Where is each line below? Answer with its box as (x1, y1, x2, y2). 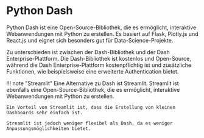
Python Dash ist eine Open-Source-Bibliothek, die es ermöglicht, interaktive (6, 24, 197, 31)
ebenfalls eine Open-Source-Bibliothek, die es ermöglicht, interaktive (6, 86, 180, 93)
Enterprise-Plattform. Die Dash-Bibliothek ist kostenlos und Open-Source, (6, 55, 192, 62)
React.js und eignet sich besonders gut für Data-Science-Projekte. (6, 36, 174, 44)
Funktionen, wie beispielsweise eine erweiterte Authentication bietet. (6, 67, 179, 75)
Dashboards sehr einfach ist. (6, 109, 83, 116)
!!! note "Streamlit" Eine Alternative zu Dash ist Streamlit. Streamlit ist (6, 80, 179, 87)
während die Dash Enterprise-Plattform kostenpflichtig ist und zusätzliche (6, 61, 192, 69)
